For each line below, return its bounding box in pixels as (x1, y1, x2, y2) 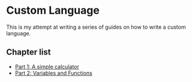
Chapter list (6, 47, 51, 57)
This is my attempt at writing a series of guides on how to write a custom (6, 23, 186, 31)
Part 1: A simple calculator (14, 63, 79, 70)
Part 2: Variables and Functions (14, 69, 93, 77)
